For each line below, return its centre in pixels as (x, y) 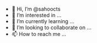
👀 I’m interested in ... (36, 15)
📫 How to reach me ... (39, 34)
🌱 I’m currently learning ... (43, 21)
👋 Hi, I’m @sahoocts (36, 9)
